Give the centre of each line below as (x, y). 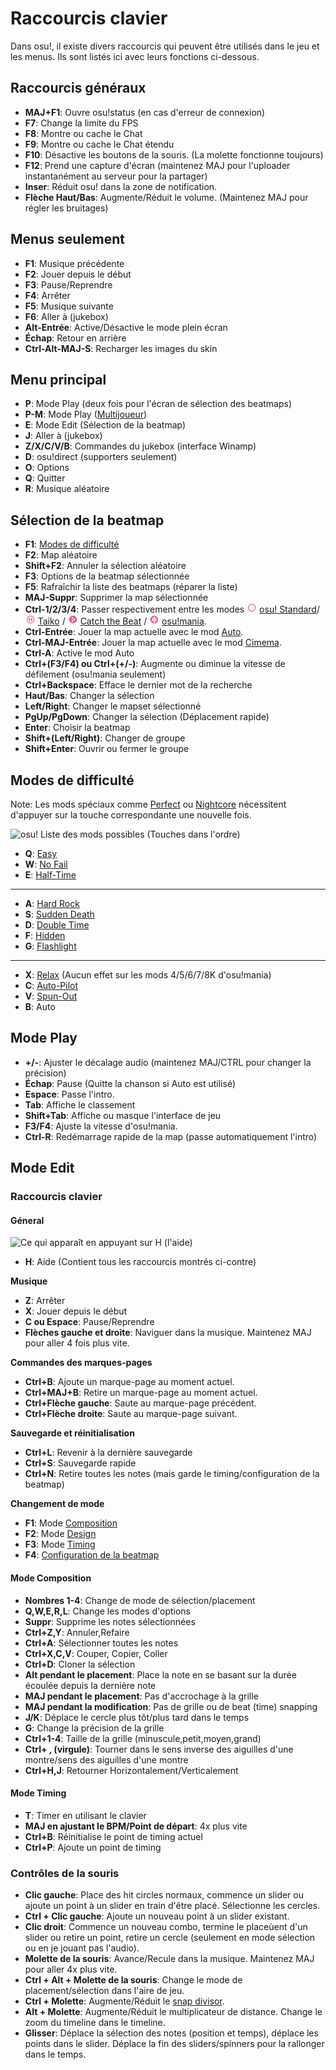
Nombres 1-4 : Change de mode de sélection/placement (140, 1600)
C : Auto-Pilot (51, 985)
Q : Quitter (45, 478)
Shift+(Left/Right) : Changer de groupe (105, 738)
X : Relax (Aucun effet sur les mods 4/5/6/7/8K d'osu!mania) (148, 975)
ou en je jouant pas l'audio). (82, 1948)
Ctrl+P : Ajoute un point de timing (93, 1847)
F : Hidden (45, 935)
